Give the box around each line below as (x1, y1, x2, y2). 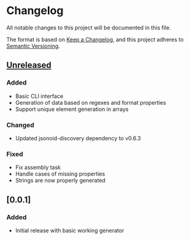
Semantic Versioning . (6, 42, 60, 50)
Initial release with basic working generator (15, 227, 124, 234)
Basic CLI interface (15, 92, 64, 100)
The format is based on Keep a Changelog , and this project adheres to (6, 36, 184, 43)
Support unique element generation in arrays (15, 105, 129, 113)
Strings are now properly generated (15, 177, 106, 184)
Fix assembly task (15, 163, 61, 171)
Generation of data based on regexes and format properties (15, 99, 167, 106)
